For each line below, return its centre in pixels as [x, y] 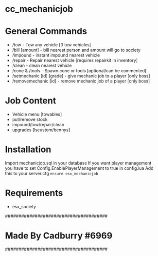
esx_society [24, 206]
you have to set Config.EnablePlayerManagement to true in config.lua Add [79, 168]
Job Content [31, 101]
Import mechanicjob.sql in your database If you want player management [78, 163]
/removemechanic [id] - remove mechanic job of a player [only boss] [81, 81]
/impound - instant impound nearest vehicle [56, 55]
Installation [28, 149]
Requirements [34, 193]
